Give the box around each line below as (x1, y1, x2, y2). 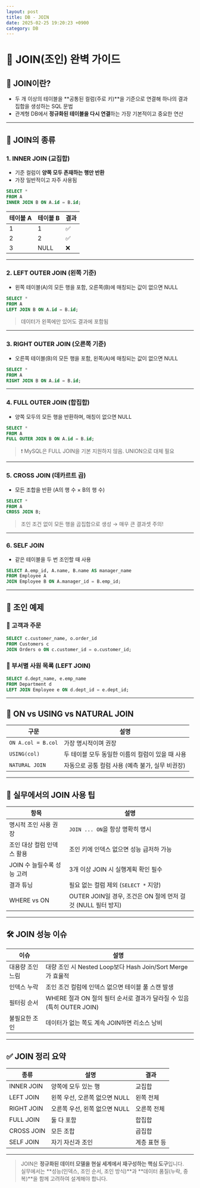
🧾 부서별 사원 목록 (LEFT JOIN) (6, 662, 91, 670)
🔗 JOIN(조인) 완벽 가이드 (6, 53, 121, 66)
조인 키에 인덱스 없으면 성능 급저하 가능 (69, 845, 173, 854)
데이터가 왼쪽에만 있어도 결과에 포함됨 (20, 318, 109, 325)
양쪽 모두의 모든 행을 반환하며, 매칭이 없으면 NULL (14, 413, 132, 420)
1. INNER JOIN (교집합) (6, 154, 70, 163)
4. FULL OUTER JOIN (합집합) (6, 399, 90, 407)
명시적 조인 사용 (9, 820, 51, 829)
